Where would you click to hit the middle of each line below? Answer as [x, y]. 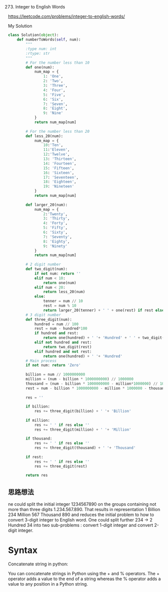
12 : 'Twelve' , [56, 154]
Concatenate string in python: [38, 564]
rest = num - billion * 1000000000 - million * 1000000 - [86, 388]
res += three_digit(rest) [61, 466]
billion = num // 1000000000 [56, 374]
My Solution [20, 26]
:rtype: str [38, 53]
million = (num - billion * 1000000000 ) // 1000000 [80, 379]
